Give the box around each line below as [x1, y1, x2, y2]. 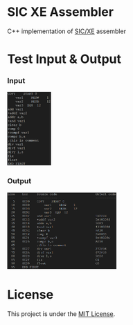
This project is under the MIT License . [7, 309, 116, 318]
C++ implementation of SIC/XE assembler [7, 27, 127, 35]
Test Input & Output [7, 51, 122, 67]
